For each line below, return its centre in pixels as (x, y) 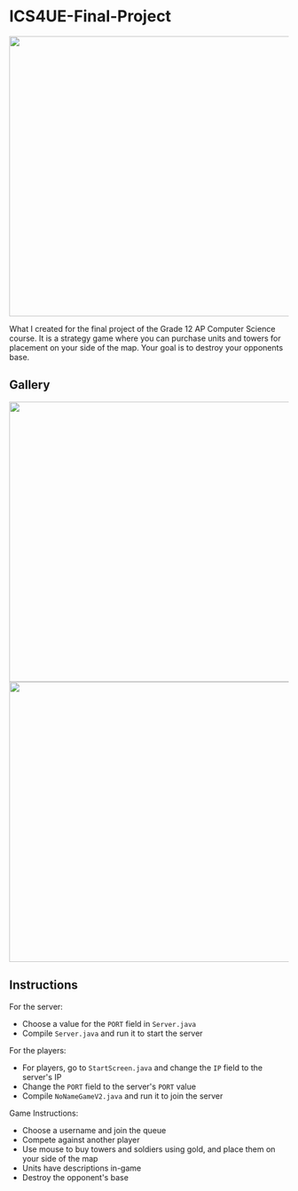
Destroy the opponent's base (75, 1177)
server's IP (42, 1077)
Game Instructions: (44, 1113)
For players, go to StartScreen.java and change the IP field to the (142, 1068)
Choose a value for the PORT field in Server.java (109, 1023)
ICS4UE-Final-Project (90, 16)
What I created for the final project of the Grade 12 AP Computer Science (142, 328)
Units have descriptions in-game (82, 1168)
